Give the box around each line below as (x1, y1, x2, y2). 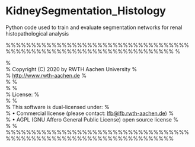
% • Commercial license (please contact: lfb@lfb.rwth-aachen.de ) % (5, 110, 174, 117)
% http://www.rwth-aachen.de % (5, 72, 87, 79)
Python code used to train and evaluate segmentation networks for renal (5, 24, 183, 31)
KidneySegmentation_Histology (5, 4, 167, 18)
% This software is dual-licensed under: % (5, 103, 110, 110)
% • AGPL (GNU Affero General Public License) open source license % (5, 116, 179, 123)
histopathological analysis (5, 30, 69, 37)
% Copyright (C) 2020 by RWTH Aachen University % (5, 65, 138, 72)
